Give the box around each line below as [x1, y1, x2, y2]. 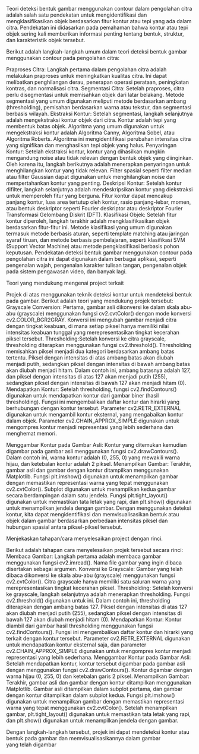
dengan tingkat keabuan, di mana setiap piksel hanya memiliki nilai [6, 323, 169, 329]
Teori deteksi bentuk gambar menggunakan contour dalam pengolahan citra [6, 5, 192, 12]
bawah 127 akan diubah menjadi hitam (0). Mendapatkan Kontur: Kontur [6, 616, 182, 623]
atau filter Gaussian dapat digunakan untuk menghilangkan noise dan [6, 173, 176, 180]
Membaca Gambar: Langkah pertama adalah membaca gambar [6, 553, 162, 560]
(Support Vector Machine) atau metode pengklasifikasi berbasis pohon [6, 243, 180, 250]
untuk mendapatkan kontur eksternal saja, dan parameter [6, 641, 147, 648]
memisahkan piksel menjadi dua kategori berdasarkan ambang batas [6, 348, 175, 355]
